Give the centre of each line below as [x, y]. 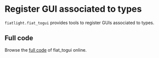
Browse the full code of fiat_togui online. [46, 50]
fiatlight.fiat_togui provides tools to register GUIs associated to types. [79, 23]
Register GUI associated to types [73, 9]
